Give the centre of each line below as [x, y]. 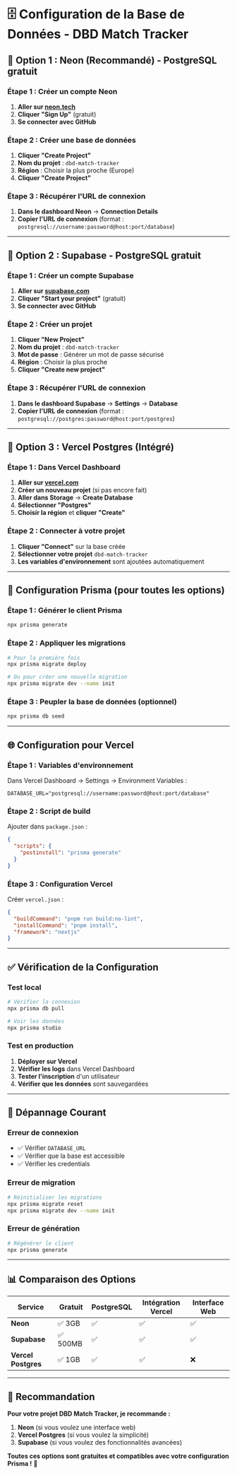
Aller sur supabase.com [53, 291]
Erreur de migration [41, 1183]
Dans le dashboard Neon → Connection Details [88, 212]
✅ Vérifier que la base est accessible [71, 1156]
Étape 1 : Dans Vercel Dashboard [64, 468]
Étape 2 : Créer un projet [50, 324]
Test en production [41, 1045]
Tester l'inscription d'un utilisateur [68, 1076]
